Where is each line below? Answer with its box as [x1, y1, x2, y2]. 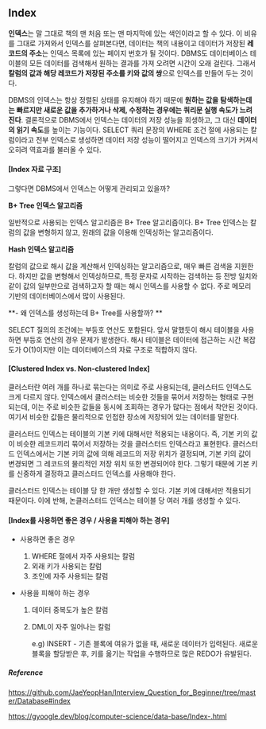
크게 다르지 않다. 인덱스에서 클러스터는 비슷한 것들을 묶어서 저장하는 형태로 [8, 392, 240, 402]
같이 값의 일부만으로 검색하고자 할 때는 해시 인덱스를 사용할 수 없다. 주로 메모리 [8, 282, 252, 291]
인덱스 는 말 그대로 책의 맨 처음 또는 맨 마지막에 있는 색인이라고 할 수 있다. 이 [8, 28, 243, 38]
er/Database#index [8, 696, 71, 706]
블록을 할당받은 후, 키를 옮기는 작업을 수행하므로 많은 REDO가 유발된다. [31, 649, 252, 659]
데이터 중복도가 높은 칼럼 [31, 605, 109, 615]
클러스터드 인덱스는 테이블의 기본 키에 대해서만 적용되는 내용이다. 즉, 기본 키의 [8, 429, 250, 439]
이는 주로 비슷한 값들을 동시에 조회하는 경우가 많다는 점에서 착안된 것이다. [31, 402, 258, 412]
